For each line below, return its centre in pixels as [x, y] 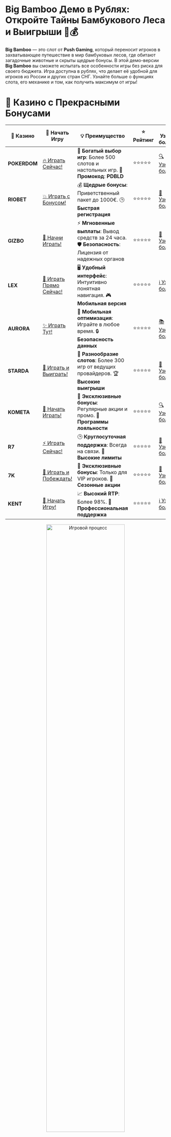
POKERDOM [23, 163]
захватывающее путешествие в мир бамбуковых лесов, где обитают [81, 55]
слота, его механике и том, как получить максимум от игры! [71, 82]
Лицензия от [93, 252]
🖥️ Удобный [91, 267]
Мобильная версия [102, 303]
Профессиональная [103, 508]
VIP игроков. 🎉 [95, 478]
